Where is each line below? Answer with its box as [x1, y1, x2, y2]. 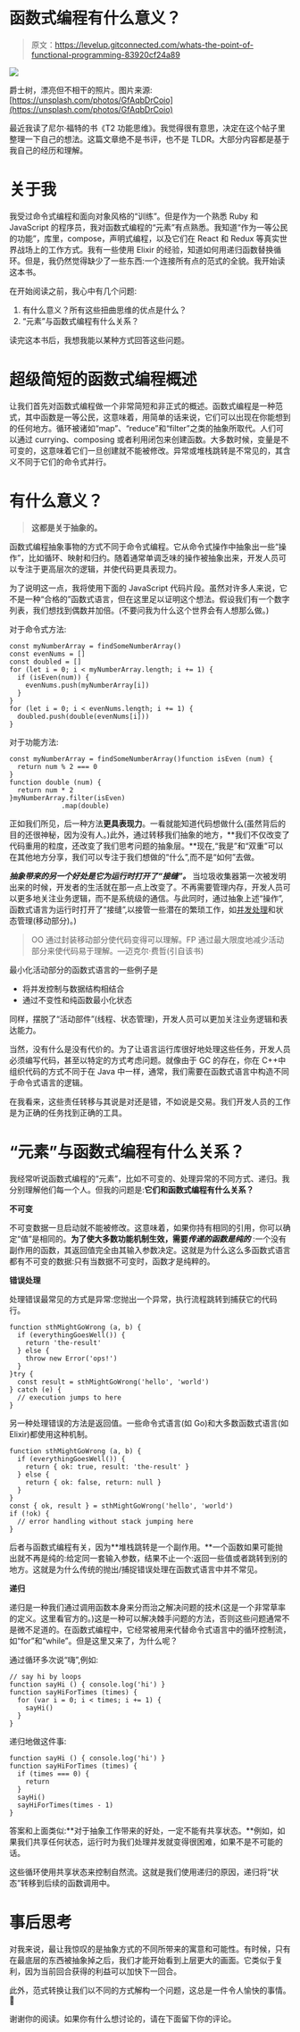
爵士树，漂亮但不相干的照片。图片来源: [9, 84, 154, 95]
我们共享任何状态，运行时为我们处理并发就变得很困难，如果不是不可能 [16, 1836, 275, 1847]
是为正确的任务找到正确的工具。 [9, 1107, 127, 1117]
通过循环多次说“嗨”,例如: [9, 1654, 99, 1665]
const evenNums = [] [9, 649, 87, 658]
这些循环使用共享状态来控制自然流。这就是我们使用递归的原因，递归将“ [9, 1866, 271, 1877]
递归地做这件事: [9, 1735, 67, 1746]
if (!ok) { [9, 1509, 50, 1518]
